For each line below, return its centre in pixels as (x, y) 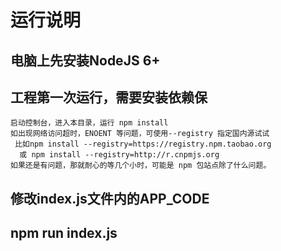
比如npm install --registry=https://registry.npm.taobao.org (143, 144)
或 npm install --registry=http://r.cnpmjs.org (119, 155)
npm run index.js (64, 233)
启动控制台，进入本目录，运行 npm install (89, 123)
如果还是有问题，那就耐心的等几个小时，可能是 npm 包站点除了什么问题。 (141, 166)
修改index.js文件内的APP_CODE (110, 198)
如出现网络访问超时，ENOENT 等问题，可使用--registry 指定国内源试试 (140, 134)
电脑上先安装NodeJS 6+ (85, 60)
